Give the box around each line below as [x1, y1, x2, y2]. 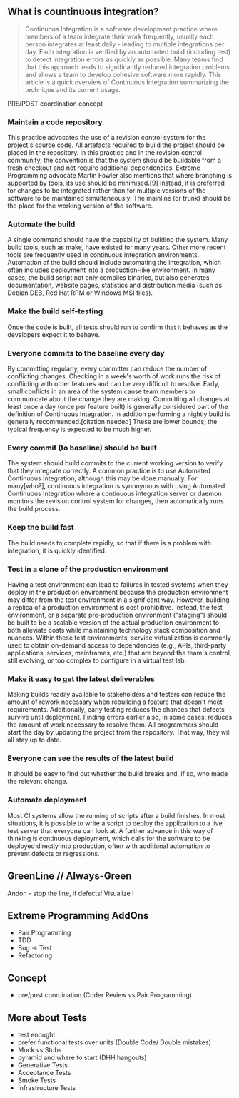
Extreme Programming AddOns [7, 910, 149, 922]
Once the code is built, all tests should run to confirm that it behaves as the [7, 323, 228, 331]
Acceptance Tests [17, 1069, 71, 1077]
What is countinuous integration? [7, 6, 159, 18]
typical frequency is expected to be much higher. [7, 425, 152, 433]
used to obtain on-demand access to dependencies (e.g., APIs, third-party [7, 640, 227, 649]
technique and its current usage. [24, 85, 121, 94]
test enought [17, 1031, 56, 1039]
